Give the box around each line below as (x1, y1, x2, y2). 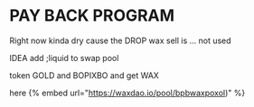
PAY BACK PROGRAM (9, 5, 174, 26)
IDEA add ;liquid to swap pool (9, 52, 119, 63)
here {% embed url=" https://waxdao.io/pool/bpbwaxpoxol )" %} (9, 87, 246, 98)
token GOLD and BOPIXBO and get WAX (9, 69, 160, 81)
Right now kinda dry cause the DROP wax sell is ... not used (9, 35, 232, 46)
